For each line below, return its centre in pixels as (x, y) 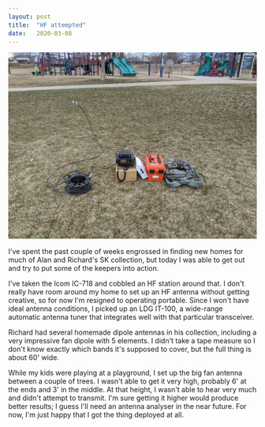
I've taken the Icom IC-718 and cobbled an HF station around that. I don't (126, 283)
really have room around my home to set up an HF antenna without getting (129, 292)
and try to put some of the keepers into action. (84, 268)
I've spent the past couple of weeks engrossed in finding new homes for (126, 252)
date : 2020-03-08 (40, 33)
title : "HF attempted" (47, 25)
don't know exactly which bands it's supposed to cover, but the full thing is (130, 349)
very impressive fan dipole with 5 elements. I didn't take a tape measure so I (132, 341)
